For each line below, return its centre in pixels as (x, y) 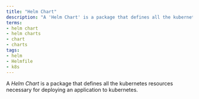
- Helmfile (20, 61)
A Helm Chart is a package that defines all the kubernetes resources (90, 84)
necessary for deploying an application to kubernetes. (72, 90)
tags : (13, 50)
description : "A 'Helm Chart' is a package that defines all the (88, 17)
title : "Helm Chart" (32, 12)
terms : (14, 23)
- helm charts (24, 34)
